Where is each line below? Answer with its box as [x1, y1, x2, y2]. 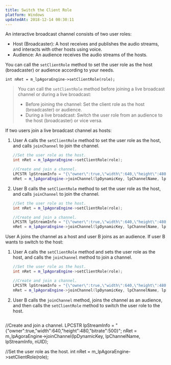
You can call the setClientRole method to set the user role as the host [5, 62, 153, 68]
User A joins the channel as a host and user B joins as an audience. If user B [5, 234, 165, 240]
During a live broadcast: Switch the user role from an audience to [25, 112, 163, 118]
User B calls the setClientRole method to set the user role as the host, [12, 185, 161, 192]
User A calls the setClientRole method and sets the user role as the [12, 249, 156, 255]
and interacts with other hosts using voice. [12, 47, 103, 53]
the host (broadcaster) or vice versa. [25, 118, 103, 124]
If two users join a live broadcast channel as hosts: [5, 127, 112, 133]
